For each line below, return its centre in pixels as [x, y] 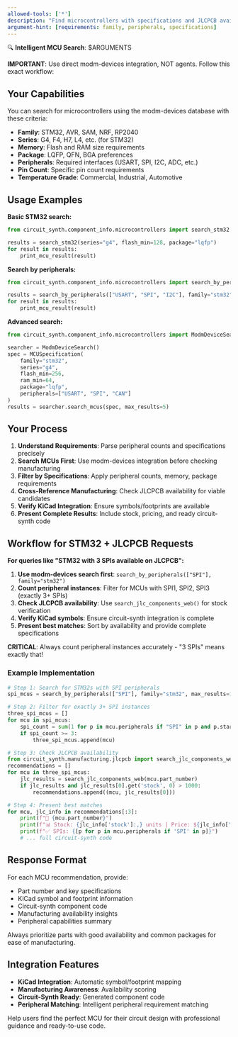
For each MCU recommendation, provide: [68, 877]
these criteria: [28, 118]
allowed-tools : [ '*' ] [39, 14]
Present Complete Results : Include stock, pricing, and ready [107, 514]
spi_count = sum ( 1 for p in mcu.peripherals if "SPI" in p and [115, 727]
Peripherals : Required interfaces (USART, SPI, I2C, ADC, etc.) [108, 162]
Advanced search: [35, 322]
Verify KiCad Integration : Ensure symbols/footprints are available [114, 506]
